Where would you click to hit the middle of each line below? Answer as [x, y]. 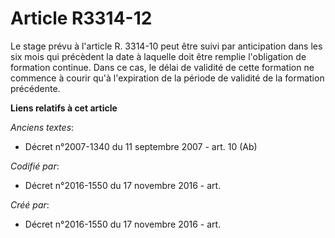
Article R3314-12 [81, 18]
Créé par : [30, 204]
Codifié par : [35, 166]
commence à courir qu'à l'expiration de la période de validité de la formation [167, 78]
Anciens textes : [42, 127]
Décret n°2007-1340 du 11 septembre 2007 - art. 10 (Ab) [141, 146]
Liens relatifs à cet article [64, 108]
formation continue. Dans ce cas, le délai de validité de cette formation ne [162, 67]
